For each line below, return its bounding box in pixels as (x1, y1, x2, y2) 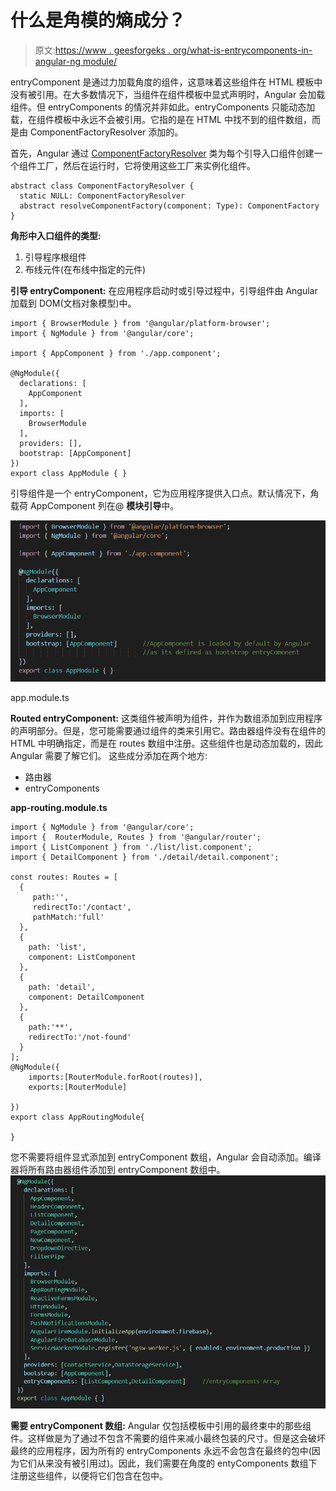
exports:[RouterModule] (28, 1082, 128, 1093)
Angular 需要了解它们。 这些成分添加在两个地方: (10, 750, 208, 762)
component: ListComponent (28, 952, 137, 963)
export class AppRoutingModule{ (10, 1112, 145, 1123)
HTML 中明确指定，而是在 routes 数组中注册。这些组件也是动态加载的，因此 (10, 737, 323, 750)
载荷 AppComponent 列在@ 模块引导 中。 (10, 499, 180, 511)
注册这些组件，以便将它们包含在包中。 (10, 1470, 168, 1482)
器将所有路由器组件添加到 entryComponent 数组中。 (10, 1164, 226, 1176)
